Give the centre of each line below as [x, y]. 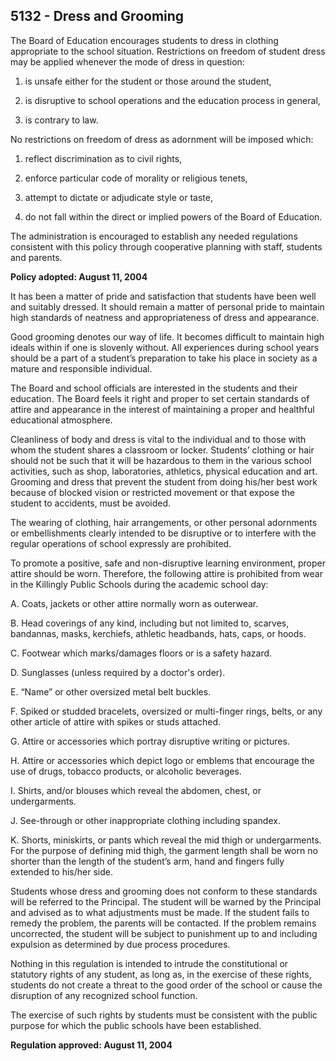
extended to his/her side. [61, 871]
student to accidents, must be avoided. [91, 503]
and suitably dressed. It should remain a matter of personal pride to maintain [167, 306]
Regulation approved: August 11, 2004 [91, 1045]
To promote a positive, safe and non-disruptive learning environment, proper [168, 563]
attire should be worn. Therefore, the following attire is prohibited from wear [166, 573]
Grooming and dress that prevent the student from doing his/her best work [164, 481]
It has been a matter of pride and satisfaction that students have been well [163, 296]
